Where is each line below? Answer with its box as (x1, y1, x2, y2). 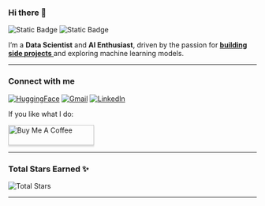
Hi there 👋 (8, 7, 47, 18)
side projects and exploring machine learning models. (8, 49, 185, 58)
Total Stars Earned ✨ (8, 163, 89, 174)
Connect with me (8, 76, 75, 87)
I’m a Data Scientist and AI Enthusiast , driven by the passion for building (8, 40, 248, 50)
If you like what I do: (8, 109, 74, 118)
